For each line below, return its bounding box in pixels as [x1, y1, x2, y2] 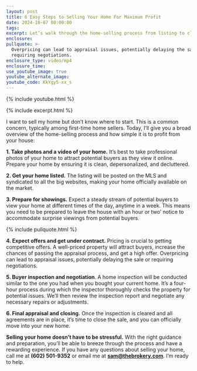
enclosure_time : [6, 63, 46, 69]
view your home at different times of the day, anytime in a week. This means [6, 202, 191, 209]
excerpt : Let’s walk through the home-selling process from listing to [6, 30, 185, 36]
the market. [6, 185, 34, 191]
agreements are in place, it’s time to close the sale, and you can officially [6, 316, 182, 323]
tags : [6, 25, 19, 31]
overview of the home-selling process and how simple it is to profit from [6, 131, 181, 138]
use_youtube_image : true [6, 69, 67, 74]
